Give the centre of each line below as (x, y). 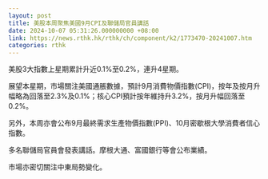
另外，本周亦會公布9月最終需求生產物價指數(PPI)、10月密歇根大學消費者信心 (134, 123)
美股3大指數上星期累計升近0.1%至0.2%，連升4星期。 (96, 70)
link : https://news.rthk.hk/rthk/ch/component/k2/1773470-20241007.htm (130, 38)
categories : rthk (37, 46)
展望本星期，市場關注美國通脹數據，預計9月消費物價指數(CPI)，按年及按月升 (134, 86)
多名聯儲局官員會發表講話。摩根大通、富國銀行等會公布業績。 (110, 150)
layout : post (30, 16)
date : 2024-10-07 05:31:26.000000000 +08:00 (84, 30)
